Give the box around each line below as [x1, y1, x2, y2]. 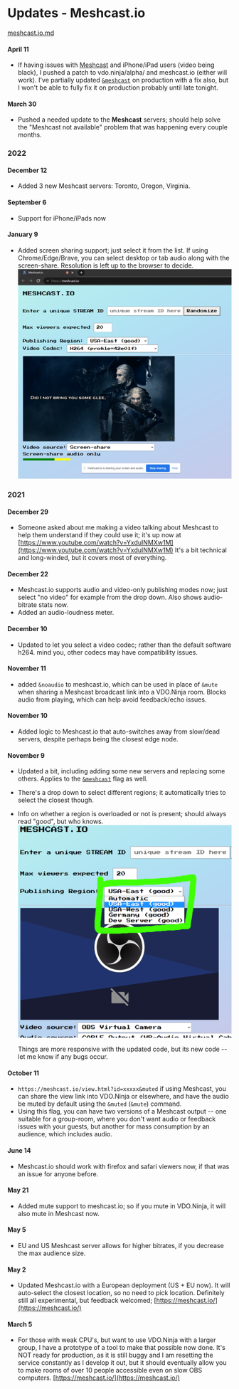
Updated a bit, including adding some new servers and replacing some [17, 767, 225, 776]
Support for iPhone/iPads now [17, 213, 107, 222]
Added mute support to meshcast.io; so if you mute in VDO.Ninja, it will [17, 1201, 226, 1210]
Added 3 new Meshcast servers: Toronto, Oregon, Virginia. [17, 181, 191, 190]
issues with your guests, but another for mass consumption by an [17, 1122, 210, 1131]
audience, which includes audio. [17, 1130, 112, 1139]
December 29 [7, 507, 48, 516]
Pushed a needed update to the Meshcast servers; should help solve [17, 115, 221, 124]
